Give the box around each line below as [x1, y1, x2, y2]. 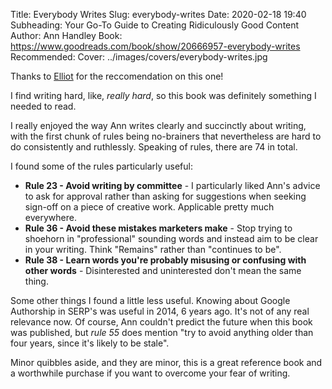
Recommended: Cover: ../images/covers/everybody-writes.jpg [10, 51, 268, 63]
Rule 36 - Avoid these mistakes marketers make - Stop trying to [24, 222, 293, 234]
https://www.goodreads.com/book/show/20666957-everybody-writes [10, 40, 301, 52]
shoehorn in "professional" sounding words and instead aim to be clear [24, 233, 319, 244]
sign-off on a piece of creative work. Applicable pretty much [24, 201, 275, 213]
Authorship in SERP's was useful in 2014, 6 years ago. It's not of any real [10, 305, 310, 317]
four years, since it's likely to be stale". [10, 337, 170, 349]
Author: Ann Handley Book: [10, 30, 123, 41]
